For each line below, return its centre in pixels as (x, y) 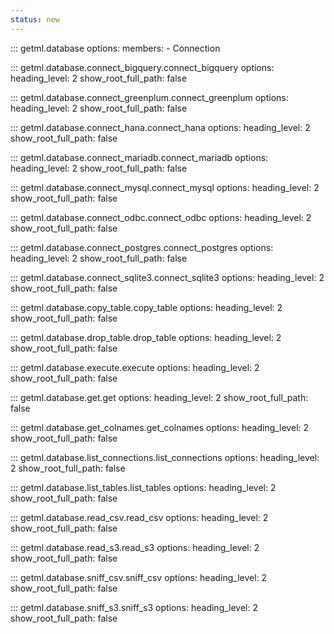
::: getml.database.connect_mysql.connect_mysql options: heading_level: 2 (165, 187)
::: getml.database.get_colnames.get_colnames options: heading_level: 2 (160, 427)
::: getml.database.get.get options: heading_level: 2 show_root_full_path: (159, 397)
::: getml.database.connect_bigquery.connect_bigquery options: (142, 67)
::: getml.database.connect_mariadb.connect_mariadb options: (139, 157)
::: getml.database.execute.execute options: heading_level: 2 (135, 367)
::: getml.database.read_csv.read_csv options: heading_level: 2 (139, 517)
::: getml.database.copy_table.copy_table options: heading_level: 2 (146, 307)
